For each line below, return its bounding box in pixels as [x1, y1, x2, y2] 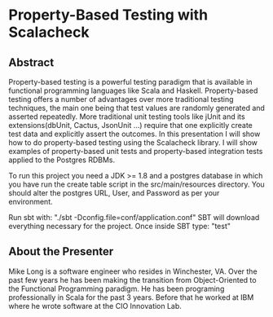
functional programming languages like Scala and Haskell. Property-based [8, 86, 258, 95]
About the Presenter [8, 244, 114, 258]
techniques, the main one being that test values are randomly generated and [8, 103, 265, 112]
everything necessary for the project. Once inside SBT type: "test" [8, 222, 231, 231]
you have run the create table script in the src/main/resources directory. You [8, 179, 265, 189]
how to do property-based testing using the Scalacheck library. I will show [8, 138, 258, 147]
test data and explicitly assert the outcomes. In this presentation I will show [8, 129, 261, 139]
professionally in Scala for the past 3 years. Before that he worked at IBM [8, 292, 254, 302]
